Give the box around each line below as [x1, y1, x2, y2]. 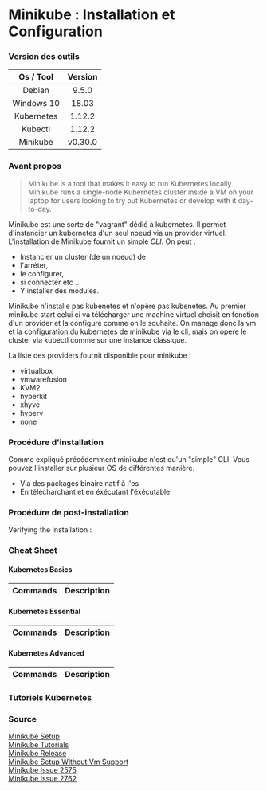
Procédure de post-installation [8, 507, 129, 518]
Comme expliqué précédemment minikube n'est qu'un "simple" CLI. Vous [8, 455, 249, 464]
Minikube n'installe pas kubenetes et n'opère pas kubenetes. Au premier [8, 301, 247, 311]
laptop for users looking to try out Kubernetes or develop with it [27, 195, 237, 205]
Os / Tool [18, 72, 54, 83]
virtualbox [19, 366, 53, 375]
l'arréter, [19, 260, 48, 270]
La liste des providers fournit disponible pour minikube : [8, 350, 191, 360]
